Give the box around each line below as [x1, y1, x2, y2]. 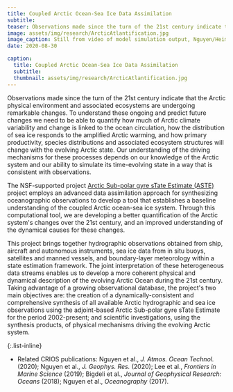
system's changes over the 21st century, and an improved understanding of [7, 218, 223, 226]
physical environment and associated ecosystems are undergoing [7, 101, 196, 109]
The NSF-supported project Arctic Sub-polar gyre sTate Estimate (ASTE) [7, 181, 214, 189]
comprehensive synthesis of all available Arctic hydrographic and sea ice [7, 298, 216, 306]
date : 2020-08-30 [7, 42, 58, 49]
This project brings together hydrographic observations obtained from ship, [7, 239, 223, 247]
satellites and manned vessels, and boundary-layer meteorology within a [7, 253, 215, 262]
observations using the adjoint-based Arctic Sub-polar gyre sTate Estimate [7, 306, 221, 314]
